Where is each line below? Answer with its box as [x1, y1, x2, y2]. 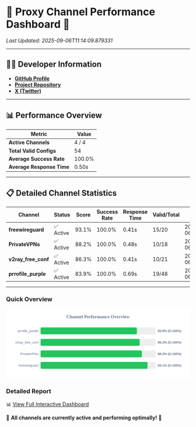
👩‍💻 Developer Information [6, 60, 102, 70]
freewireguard [8, 226, 44, 233]
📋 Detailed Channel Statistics [6, 188, 117, 198]
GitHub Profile [14, 75, 50, 82]
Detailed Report [6, 387, 51, 395]
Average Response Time [8, 164, 70, 171]
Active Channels [8, 139, 50, 146]
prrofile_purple [8, 270, 46, 277]
